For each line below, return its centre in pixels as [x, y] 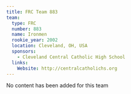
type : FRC [24, 23]
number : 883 [27, 29]
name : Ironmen [29, 35]
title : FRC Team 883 [32, 12]
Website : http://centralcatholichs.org [67, 68]
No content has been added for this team [57, 86]
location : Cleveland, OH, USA [50, 46]
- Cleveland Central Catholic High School [71, 57]
